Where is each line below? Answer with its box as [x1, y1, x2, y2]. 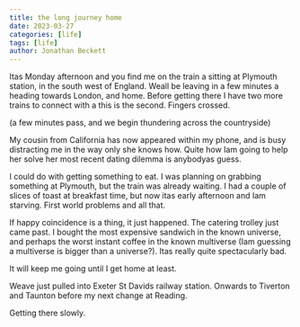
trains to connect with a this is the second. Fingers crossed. [9, 100, 231, 110]
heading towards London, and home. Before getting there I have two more [9, 91, 283, 102]
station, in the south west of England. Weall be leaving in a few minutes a [9, 81, 279, 92]
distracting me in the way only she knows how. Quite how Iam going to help [9, 145, 288, 155]
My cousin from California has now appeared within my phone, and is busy [9, 135, 287, 146]
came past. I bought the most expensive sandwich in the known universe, [9, 226, 281, 238]
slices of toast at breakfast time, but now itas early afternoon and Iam [9, 190, 267, 201]
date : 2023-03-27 [9, 22, 75, 31]
